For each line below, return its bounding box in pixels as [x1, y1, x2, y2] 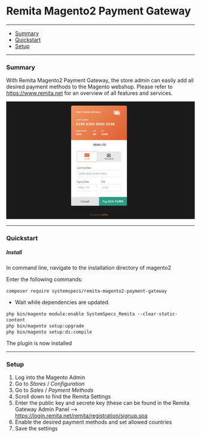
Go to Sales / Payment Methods [14, 386, 94, 394]
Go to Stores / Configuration [14, 380, 85, 387]
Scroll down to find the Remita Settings [14, 392, 111, 400]
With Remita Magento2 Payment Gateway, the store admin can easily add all [6, 77, 194, 84]
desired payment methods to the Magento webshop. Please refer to [6, 83, 173, 91]
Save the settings [14, 425, 58, 432]
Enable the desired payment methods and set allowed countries [14, 418, 172, 425]
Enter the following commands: [6, 275, 83, 283]
